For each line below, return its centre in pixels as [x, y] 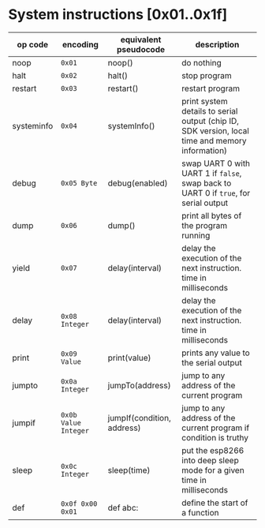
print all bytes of [211, 215]
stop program [207, 75]
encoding [80, 44]
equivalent [141, 39]
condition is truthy [215, 437]
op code [33, 44]
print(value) [129, 358]
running [196, 235]
